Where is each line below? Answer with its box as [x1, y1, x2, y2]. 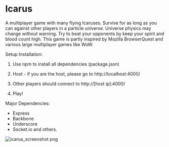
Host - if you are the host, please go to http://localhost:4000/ [12, 70, 141, 77]
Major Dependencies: [5, 100, 50, 106]
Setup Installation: [5, 51, 43, 57]
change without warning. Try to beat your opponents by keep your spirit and [5, 30, 164, 36]
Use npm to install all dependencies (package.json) [12, 61, 120, 67]
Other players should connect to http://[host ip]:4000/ [12, 81, 125, 87]
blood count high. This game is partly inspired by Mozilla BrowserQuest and [5, 36, 163, 42]
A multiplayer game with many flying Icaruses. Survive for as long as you [5, 20, 157, 26]
